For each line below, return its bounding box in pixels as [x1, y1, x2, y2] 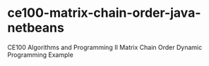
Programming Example [7, 51, 74, 59]
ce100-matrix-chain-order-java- [7, 5, 201, 21]
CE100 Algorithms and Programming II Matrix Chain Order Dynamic [7, 43, 203, 51]
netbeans [7, 20, 65, 36]
